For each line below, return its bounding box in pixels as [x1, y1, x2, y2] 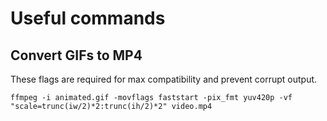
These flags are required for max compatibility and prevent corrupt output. [10, 73, 318, 85]
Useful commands [10, 7, 166, 30]
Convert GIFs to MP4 [10, 47, 143, 64]
